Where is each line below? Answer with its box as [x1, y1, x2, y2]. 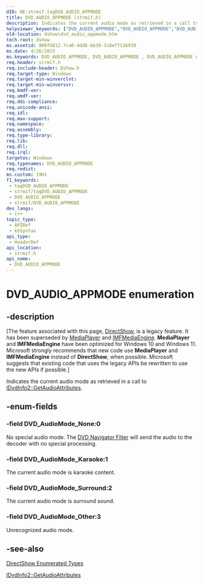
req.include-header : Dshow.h [6, 65, 80, 71]
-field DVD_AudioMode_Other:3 [6, 513, 101, 521]
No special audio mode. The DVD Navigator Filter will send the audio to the [6, 433, 193, 441]
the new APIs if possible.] [6, 366, 70, 373]
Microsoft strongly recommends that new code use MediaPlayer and [6, 347, 178, 354]
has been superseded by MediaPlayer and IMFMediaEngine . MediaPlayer [6, 334, 190, 341]
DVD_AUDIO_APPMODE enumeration [6, 287, 195, 301]
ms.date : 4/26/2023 [6, 48, 56, 54]
